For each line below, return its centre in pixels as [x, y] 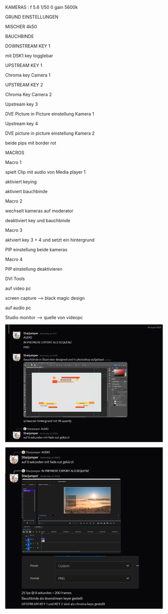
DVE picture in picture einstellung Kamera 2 [50, 133]
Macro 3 [14, 230]
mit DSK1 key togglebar [29, 56]
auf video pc [18, 288]
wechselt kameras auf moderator [39, 211]
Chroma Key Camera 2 [28, 94]
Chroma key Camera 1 [28, 75]
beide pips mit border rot [31, 143]
